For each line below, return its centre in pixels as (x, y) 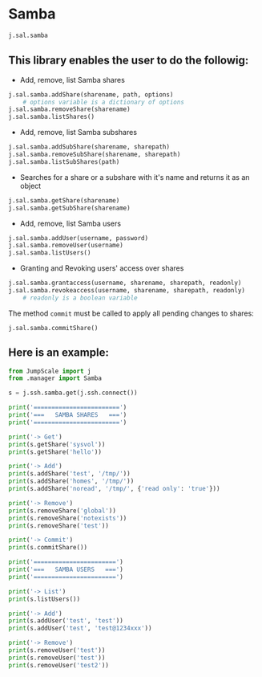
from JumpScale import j (50, 371)
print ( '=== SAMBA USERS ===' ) (66, 570)
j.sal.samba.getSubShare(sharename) (69, 208)
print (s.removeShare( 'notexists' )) (68, 518)
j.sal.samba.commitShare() (53, 328)
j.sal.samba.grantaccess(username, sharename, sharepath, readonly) (125, 283)
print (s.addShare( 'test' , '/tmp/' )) (69, 474)
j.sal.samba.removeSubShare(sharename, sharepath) (95, 154)
